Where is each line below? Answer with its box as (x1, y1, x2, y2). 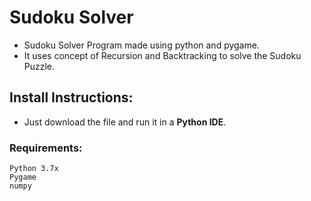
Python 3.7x (9, 164, 59, 174)
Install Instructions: (9, 89, 134, 106)
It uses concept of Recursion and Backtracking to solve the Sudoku (23, 49, 302, 61)
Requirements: (9, 141, 83, 155)
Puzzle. (23, 60, 56, 72)
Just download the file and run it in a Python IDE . (23, 116, 227, 128)
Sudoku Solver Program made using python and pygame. (23, 39, 260, 51)
